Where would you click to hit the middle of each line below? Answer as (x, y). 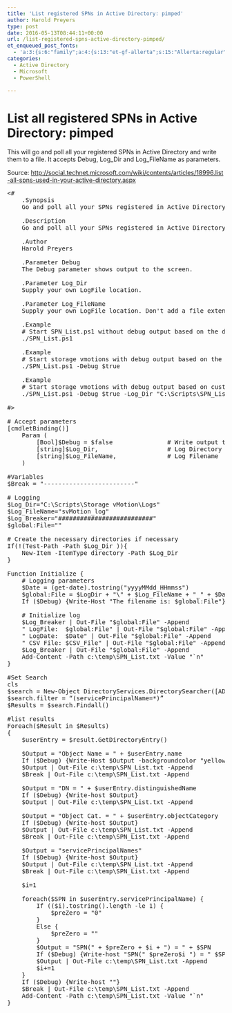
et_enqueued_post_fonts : (43, 46)
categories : (24, 59)
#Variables (26, 477)
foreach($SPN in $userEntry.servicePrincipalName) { (113, 899)
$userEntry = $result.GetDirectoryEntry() (95, 740)
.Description (43, 221)
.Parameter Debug (51, 263)
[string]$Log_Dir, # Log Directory (129, 449)
